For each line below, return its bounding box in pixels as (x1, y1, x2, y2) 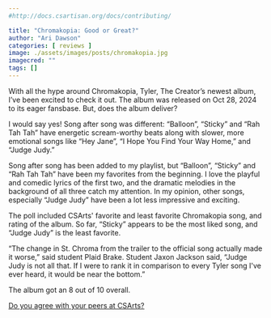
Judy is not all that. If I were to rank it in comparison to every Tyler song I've (8, 261, 261, 270)
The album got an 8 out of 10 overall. (8, 285, 131, 295)
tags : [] (8, 64, 38, 73)
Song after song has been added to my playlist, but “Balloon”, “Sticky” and (8, 160, 256, 170)
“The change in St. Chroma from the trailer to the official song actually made (8, 244, 263, 253)
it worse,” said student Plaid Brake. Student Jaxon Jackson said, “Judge (8, 252, 248, 261)
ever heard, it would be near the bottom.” (8, 269, 146, 279)
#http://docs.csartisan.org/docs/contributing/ (8, 11, 172, 20)
